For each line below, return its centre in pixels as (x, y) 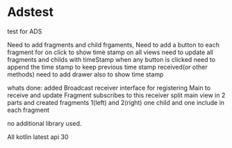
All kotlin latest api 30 (38, 137)
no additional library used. (44, 123)
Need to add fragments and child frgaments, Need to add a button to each (114, 44)
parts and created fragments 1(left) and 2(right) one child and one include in (116, 102)
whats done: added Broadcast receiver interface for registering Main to (109, 88)
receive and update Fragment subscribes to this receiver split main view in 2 (116, 95)
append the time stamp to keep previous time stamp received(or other (107, 67)
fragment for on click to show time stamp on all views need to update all (110, 52)
